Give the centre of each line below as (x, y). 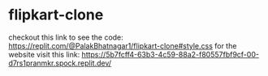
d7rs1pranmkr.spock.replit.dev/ (60, 63)
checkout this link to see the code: (66, 37)
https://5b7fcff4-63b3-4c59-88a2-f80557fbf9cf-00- (171, 54)
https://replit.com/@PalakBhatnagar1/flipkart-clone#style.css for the (123, 45)
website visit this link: (44, 54)
